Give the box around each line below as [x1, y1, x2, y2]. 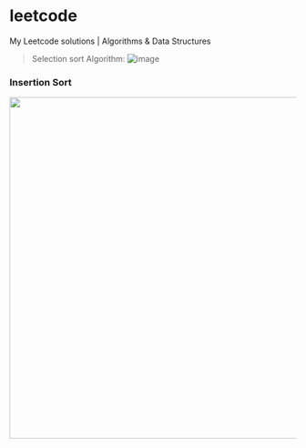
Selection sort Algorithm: [31, 53, 126, 64]
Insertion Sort [9, 76, 72, 88]
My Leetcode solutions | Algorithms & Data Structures [9, 36, 211, 46]
